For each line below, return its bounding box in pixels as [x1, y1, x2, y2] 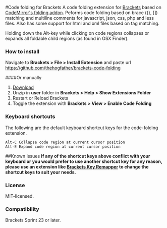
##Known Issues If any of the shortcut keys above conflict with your [5, 153, 150, 159]
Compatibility [5, 205, 39, 212]
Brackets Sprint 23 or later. [5, 217, 61, 223]
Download [12, 84, 34, 90]
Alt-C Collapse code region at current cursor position [5, 140, 125, 145]
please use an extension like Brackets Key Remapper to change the [5, 163, 149, 169]
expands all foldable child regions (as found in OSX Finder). [5, 35, 129, 41]
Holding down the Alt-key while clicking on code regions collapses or [5, 30, 149, 36]
